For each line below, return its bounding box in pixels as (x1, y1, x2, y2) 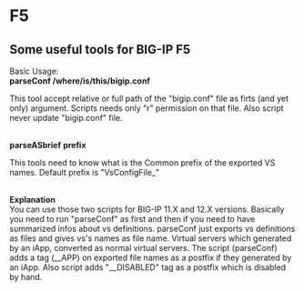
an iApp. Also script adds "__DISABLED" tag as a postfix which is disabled (9, 262, 287, 273)
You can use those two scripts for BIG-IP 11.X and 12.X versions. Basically (9, 204, 285, 215)
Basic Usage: (9, 65, 59, 76)
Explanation (9, 195, 56, 205)
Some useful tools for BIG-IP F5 (9, 42, 191, 57)
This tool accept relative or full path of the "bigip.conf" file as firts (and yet (9, 93, 289, 104)
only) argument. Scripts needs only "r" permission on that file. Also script (9, 103, 284, 114)
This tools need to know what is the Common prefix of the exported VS (9, 157, 276, 168)
